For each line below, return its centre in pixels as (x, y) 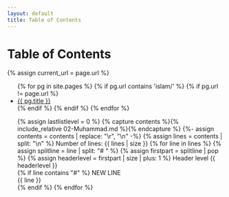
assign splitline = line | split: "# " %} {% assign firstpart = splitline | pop (118, 151)
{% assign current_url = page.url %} (58, 73)
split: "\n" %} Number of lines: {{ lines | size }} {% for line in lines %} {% (119, 144)
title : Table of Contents (44, 20)
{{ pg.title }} (34, 101)
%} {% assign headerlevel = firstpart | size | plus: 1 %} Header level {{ (116, 158)
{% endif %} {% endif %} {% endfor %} (73, 108)
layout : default (30, 13)
